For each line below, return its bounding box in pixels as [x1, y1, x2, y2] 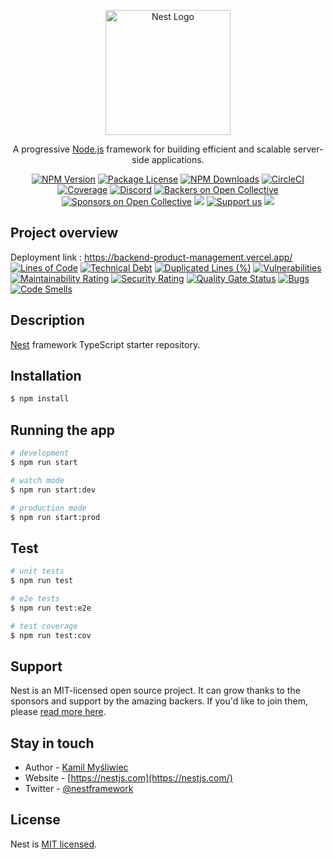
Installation [10, 368, 82, 385]
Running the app [10, 421, 115, 439]
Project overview [10, 225, 119, 242]
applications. [151, 154, 205, 165]
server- [293, 143, 324, 155]
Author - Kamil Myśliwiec [24, 761, 129, 774]
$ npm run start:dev [10, 485, 97, 495]
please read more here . [10, 706, 107, 718]
